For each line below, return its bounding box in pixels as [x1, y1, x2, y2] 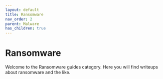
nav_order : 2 [5, 16, 33, 21]
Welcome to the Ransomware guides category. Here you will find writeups [5, 64, 158, 70]
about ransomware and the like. [5, 69, 71, 75]
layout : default [5, 7, 39, 12]
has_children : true [5, 26, 46, 31]
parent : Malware [5, 21, 39, 26]
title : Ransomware [5, 12, 44, 17]
